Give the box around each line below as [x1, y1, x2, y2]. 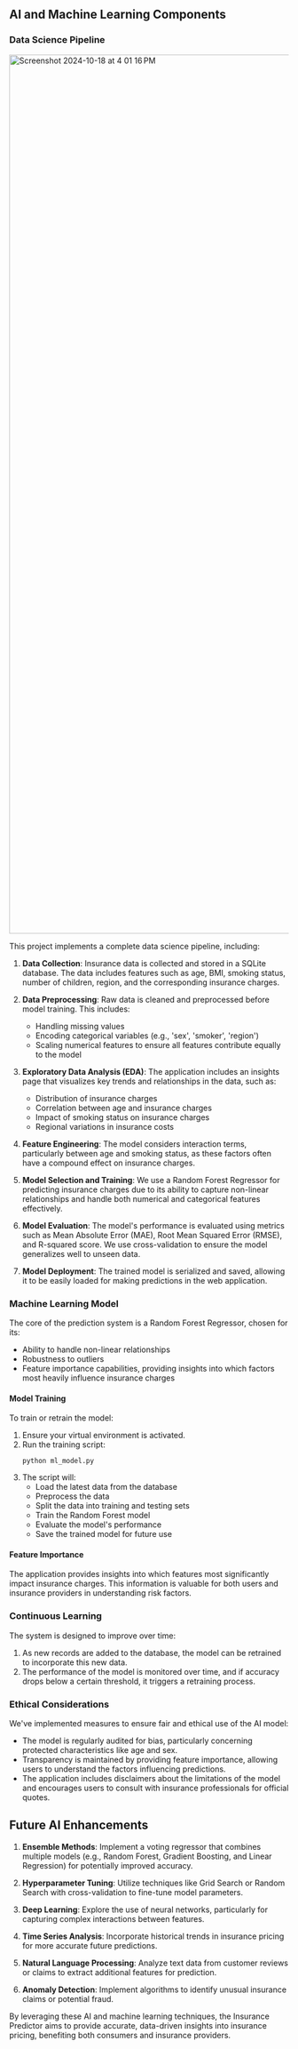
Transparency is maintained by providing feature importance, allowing [21, 1754, 278, 1765]
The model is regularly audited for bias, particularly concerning [21, 1735, 253, 1746]
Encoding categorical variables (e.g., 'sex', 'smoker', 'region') [35, 1030, 260, 1041]
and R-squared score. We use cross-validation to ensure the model [21, 1239, 268, 1250]
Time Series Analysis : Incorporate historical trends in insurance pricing [21, 1931, 285, 1941]
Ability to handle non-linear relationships [21, 1344, 171, 1355]
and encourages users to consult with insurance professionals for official [21, 1782, 289, 1793]
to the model [35, 1049, 82, 1060]
